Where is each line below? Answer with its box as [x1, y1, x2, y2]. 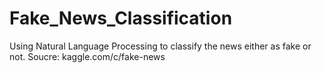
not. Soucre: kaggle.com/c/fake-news [9, 50, 166, 62]
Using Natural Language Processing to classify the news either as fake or [9, 40, 312, 52]
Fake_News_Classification [9, 7, 233, 30]
